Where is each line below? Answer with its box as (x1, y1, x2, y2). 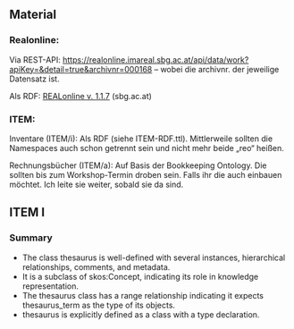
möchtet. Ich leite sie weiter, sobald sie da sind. (9, 179, 184, 190)
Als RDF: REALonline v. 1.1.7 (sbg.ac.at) (9, 90, 152, 101)
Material (9, 7, 56, 22)
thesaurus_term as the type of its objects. (21, 299, 176, 310)
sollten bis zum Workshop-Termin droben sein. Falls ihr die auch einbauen (9, 169, 282, 180)
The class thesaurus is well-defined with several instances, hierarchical (21, 252, 286, 263)
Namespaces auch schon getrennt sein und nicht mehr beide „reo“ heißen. (9, 142, 284, 153)
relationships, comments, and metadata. (21, 261, 171, 272)
